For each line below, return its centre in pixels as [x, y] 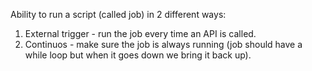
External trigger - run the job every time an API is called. [140, 33]
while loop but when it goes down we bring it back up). [138, 55]
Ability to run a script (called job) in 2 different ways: [118, 14]
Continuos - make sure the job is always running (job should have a [163, 44]
